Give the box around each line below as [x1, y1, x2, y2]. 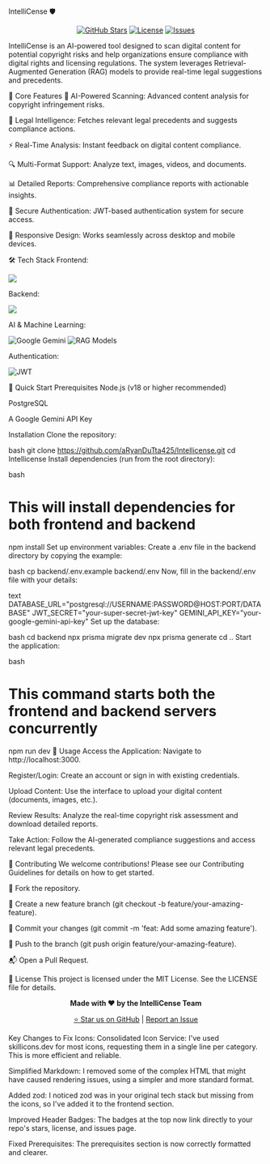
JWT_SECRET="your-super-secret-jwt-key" [32, 608, 178, 617]
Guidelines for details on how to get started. [8, 868, 155, 877]
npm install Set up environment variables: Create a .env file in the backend [8, 542, 256, 552]
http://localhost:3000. [8, 754, 81, 764]
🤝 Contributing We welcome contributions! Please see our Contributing [8, 859, 245, 868]
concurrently [8, 719, 99, 738]
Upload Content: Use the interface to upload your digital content [8, 786, 222, 795]
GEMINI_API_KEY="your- [179, 608, 262, 617]
